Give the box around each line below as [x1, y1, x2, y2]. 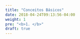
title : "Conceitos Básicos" [5, 7, 64, 13]
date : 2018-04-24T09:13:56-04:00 [5, 12, 75, 17]
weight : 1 [5, 17, 26, 22]
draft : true [5, 26, 30, 31]
